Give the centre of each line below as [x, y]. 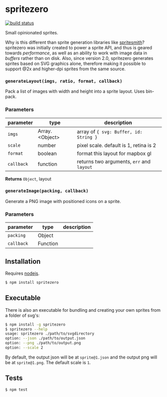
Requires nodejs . [22, 273]
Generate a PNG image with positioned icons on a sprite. [63, 201]
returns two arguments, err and [114, 162]
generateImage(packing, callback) [47, 191]
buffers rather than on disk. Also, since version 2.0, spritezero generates [79, 58]
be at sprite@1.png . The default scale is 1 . [48, 362]
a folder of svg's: [23, 315]
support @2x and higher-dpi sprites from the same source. [65, 69]
